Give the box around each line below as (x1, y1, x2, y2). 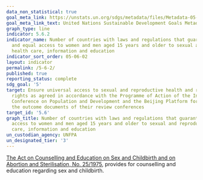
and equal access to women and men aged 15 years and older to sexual (11, 43, 193, 49)
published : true (6, 70, 47, 76)
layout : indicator (6, 59, 53, 65)
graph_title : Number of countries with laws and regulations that (6, 115, 177, 121)
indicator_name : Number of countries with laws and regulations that (6, 37, 185, 43)
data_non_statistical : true (6, 8, 77, 15)
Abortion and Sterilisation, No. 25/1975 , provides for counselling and (6, 160, 176, 167)
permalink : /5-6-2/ (6, 64, 56, 71)
